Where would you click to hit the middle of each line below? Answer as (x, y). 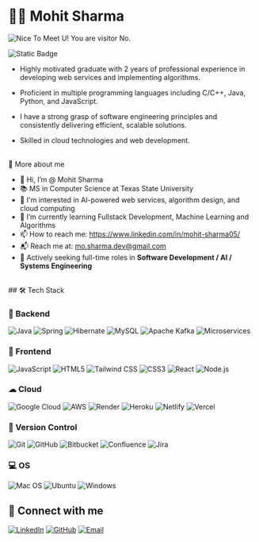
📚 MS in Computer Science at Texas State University (107, 188)
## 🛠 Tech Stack (36, 290)
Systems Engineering (56, 266)
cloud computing (47, 208)
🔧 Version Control (43, 427)
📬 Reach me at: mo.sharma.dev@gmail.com (93, 246)
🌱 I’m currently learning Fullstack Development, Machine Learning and (134, 217)
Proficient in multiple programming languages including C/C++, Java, (133, 92)
